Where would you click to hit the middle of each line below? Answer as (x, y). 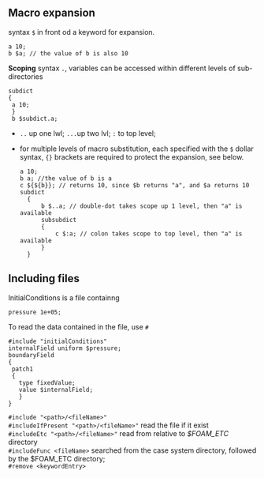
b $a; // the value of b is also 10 (68, 53)
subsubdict (59, 220)
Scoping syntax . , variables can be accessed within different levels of (122, 68)
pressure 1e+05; (35, 312)
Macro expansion (52, 13)
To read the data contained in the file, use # (78, 326)
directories (26, 76)
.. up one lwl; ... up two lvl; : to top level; (87, 133)
